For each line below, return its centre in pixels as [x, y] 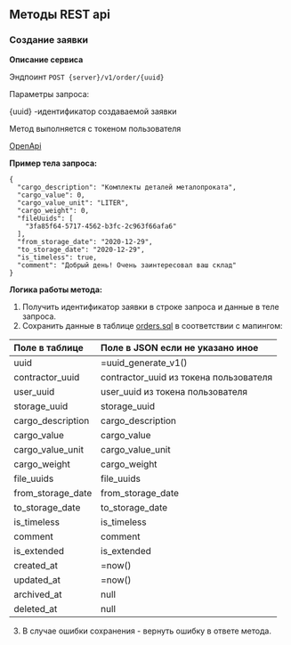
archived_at [38, 594]
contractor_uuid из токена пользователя [187, 377]
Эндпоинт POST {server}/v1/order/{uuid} [87, 77]
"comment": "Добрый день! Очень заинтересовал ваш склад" [127, 265]
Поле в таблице [49, 347]
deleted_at [36, 608]
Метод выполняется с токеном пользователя [95, 128]
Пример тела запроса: [53, 163]
